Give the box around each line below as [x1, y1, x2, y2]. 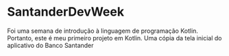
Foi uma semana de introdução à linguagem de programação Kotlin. [7, 27, 199, 35]
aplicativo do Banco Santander [7, 41, 94, 49]
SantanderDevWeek [7, 4, 125, 20]
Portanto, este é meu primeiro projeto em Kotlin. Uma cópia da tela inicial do [7, 33, 222, 42]
